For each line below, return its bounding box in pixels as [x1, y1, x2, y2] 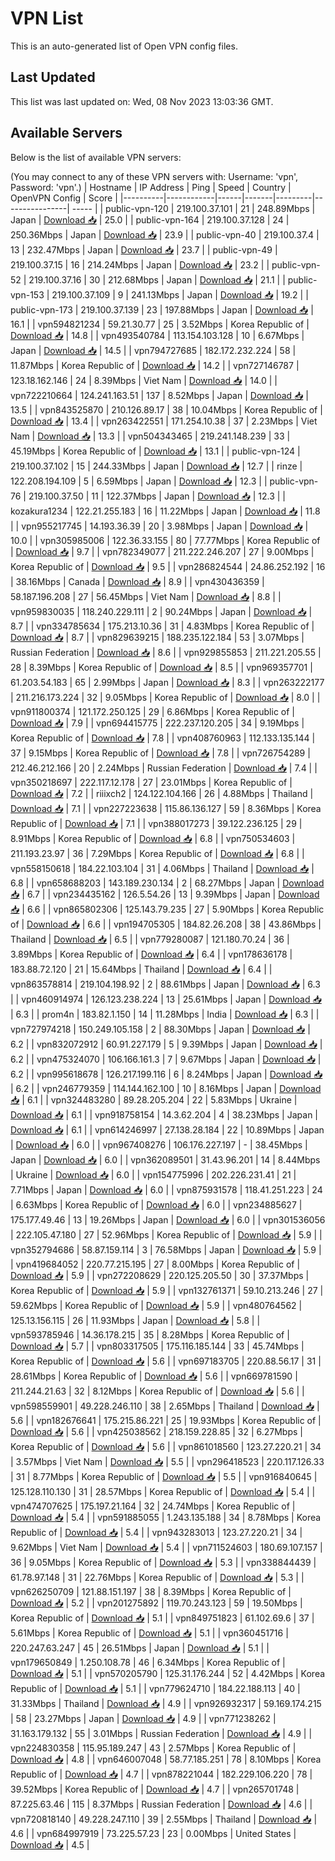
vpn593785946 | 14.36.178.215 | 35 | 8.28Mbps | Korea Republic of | [10, 1328, 290, 1341]
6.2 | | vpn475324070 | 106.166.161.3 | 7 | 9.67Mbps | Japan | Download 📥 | [10, 1053, 322, 1065]
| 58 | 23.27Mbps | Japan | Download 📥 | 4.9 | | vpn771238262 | [10, 1712, 277, 1724]
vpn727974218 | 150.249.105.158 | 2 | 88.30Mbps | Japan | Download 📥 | [10, 1023, 311, 1035]
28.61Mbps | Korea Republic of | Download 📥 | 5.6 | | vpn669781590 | [10, 1370, 298, 1382]
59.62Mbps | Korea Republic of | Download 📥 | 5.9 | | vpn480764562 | [10, 1299, 303, 1311]
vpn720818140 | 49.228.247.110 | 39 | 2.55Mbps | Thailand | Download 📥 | [10, 1813, 318, 1825]
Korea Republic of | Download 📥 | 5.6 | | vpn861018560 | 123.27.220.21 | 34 [10, 1440, 322, 1452]
